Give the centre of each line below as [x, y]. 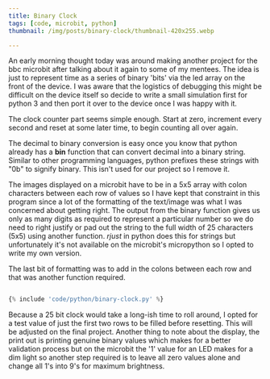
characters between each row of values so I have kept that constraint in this [134, 194]
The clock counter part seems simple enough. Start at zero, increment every [135, 119]
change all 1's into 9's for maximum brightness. [87, 366]
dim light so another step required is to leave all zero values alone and [125, 358]
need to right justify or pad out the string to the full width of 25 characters [131, 227]
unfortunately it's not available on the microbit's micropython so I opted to [131, 245]
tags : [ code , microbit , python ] [62, 23]
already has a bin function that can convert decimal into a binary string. [127, 152]
